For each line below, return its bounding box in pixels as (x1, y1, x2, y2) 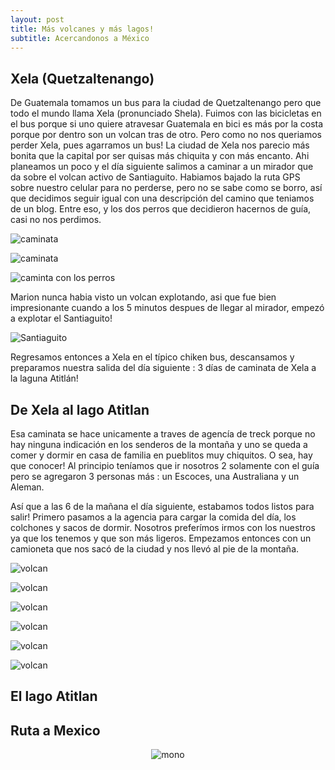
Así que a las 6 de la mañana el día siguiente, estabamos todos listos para (10, 501, 315, 512)
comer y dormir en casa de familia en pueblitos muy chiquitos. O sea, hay (10, 449, 313, 461)
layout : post (10, 14, 65, 25)
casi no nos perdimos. (10, 214, 102, 226)
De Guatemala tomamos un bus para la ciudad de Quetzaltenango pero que (10, 97, 322, 109)
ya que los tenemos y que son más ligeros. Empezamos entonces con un (10, 532, 312, 544)
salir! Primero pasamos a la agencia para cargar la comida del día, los (10, 511, 297, 523)
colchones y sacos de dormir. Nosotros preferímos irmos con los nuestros (10, 522, 316, 533)
